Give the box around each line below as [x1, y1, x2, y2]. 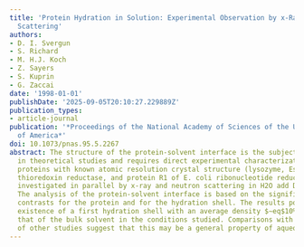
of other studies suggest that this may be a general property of [17, 223, 273, 233]
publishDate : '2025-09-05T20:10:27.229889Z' [9, 97, 180, 107]
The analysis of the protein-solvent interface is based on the [17, 190, 265, 199]
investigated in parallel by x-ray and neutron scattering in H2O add [17, 182, 290, 191]
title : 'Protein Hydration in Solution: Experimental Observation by [9, 13, 278, 23]
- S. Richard [9, 47, 59, 56]
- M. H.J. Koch [9, 55, 67, 64]
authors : [9, 30, 43, 39]
